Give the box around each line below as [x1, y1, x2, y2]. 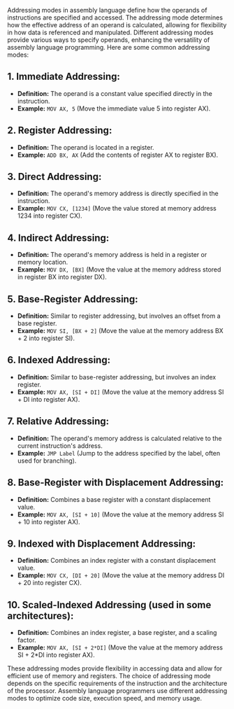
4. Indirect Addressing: [7, 232, 110, 244]
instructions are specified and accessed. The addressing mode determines [7, 13, 224, 22]
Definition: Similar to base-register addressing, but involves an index [17, 372, 217, 381]
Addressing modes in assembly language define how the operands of [7, 6, 207, 14]
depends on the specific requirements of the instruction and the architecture [7, 679, 228, 688]
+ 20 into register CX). [17, 579, 82, 587]
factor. [17, 636, 36, 645]
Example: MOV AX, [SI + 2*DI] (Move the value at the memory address [17, 643, 224, 652]
